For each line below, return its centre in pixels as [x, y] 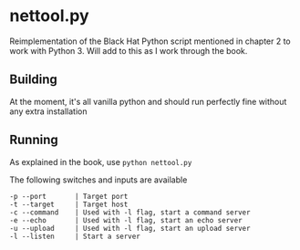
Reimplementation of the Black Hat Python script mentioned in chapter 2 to [150, 41]
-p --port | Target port [69, 196]
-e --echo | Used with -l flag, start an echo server [126, 220]
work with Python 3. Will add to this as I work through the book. [129, 50]
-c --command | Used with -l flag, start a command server [130, 212]
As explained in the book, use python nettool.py [101, 161]
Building [33, 80]
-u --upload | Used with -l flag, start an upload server [130, 228]
